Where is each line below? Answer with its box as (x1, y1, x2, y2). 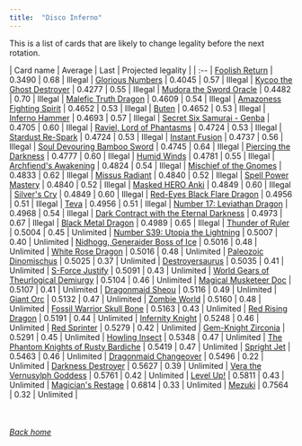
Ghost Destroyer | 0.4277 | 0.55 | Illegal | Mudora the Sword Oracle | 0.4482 (9, 83, 292, 94)
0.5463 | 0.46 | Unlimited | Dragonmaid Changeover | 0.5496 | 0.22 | (9, 351, 264, 362)
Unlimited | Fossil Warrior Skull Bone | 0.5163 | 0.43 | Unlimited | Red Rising (9, 302, 288, 314)
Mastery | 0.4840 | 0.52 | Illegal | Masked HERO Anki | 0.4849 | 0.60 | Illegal (9, 179, 291, 189)
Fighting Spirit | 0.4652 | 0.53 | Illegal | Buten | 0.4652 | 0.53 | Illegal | (9, 102, 267, 113)
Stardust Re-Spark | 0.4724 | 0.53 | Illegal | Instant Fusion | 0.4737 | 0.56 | (9, 131, 284, 142)
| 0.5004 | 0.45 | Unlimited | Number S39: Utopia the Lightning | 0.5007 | (9, 226, 279, 238)
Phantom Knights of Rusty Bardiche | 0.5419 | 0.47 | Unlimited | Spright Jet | (9, 341, 291, 352)
